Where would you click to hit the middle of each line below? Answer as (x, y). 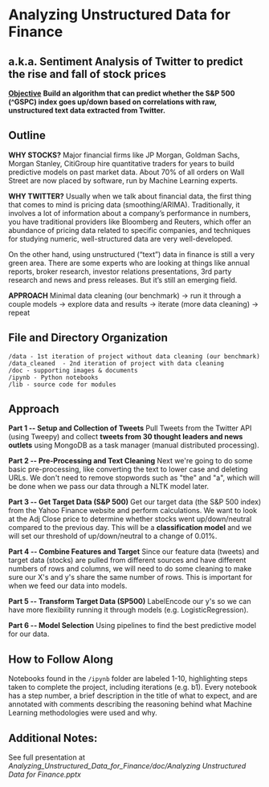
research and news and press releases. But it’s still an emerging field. (123, 279)
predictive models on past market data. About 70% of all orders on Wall (126, 172)
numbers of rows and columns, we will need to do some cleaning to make (130, 569)
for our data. (29, 634)
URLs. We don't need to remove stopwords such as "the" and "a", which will (134, 478)
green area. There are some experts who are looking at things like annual (129, 263)
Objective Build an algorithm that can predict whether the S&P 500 (122, 93)
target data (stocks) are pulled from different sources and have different (127, 561)
